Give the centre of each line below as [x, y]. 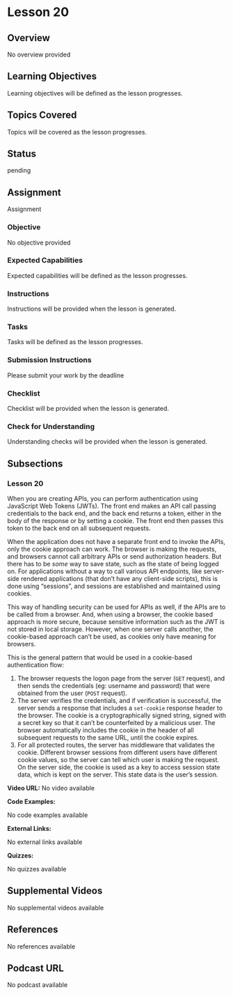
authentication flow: [36, 665]
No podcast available [38, 985]
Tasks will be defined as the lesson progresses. [75, 342]
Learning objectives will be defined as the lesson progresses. [95, 93]
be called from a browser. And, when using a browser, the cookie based [110, 614]
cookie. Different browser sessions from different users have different [117, 752]
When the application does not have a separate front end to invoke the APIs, [116, 542]
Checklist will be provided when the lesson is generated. [88, 409]
